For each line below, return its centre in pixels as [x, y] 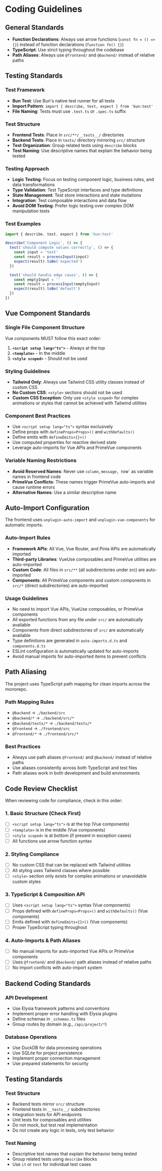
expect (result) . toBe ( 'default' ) [47, 289]
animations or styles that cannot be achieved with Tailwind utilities [79, 403]
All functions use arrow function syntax [52, 841]
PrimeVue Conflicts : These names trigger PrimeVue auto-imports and [83, 482]
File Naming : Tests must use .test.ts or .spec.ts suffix [69, 111]
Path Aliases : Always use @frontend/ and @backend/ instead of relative [83, 55]
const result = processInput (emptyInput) [57, 284]
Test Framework [25, 90]
